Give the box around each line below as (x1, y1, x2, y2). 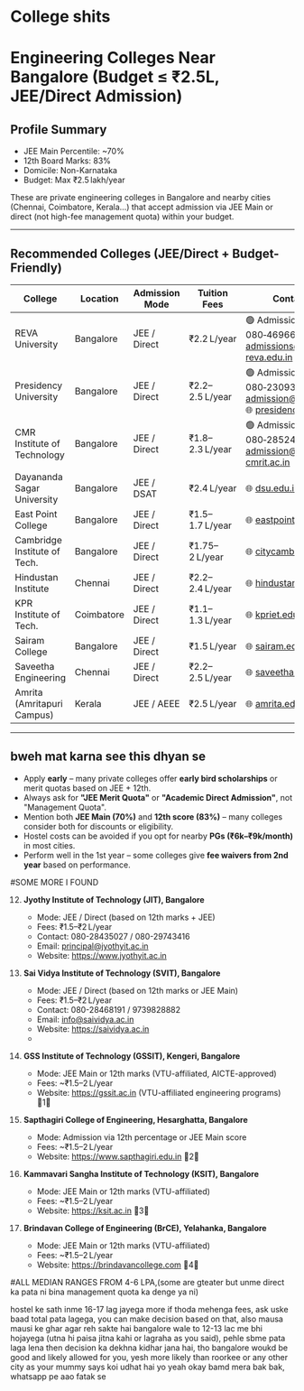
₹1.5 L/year (189, 640, 237, 652)
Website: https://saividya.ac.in (36, 1023, 150, 1034)
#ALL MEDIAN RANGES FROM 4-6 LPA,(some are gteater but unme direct (10, 1276, 285, 1287)
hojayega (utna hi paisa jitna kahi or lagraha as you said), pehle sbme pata (10, 1332, 286, 1343)
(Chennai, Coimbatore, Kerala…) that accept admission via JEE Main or (10, 201, 273, 213)
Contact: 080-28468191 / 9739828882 (36, 1004, 181, 1015)
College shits (10, 6, 111, 27)
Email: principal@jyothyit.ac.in (36, 941, 149, 951)
